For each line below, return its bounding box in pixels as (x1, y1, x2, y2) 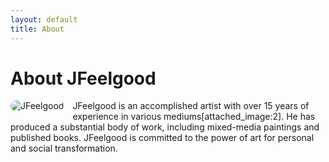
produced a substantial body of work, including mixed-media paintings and (10, 121, 320, 133)
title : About (10, 24, 65, 34)
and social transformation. (10, 142, 118, 155)
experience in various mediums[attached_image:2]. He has (72, 111, 316, 123)
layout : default (10, 14, 78, 25)
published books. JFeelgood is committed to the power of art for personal (10, 132, 315, 144)
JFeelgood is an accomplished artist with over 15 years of (72, 100, 310, 112)
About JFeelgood (10, 67, 157, 90)
